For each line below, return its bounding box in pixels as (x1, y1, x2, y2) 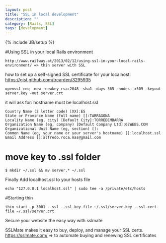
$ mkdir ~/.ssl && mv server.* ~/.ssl (5, 168, 85, 173)
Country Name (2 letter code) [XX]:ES (5, 109, 85, 114)
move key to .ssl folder (5, 152, 101, 163)
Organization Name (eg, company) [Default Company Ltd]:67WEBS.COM (5, 122, 148, 127)
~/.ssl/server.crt (16, 209, 55, 214)
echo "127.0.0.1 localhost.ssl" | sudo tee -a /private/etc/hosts (5, 186, 146, 191)
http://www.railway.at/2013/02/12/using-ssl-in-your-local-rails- (5, 59, 146, 63)
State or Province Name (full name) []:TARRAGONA (5, 114, 110, 119)
